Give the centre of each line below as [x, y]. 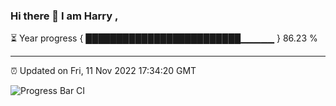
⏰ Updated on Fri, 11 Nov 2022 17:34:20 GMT [103, 71]
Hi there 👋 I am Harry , [64, 16]
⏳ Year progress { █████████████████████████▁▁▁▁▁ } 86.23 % [164, 38]
